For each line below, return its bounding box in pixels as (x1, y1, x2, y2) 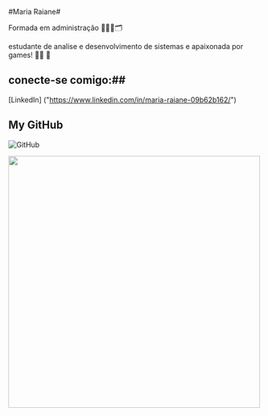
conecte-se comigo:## (8, 73, 126, 87)
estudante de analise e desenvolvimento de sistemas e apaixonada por (8, 42, 244, 51)
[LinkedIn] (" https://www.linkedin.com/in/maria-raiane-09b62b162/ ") (8, 94, 237, 104)
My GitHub (8, 119, 64, 132)
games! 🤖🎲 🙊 (8, 50, 51, 60)
